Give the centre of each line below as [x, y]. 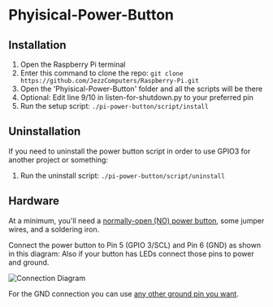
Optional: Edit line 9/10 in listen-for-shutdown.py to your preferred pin [136, 97]
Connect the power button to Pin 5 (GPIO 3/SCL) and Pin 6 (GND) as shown [135, 244]
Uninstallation [45, 132]
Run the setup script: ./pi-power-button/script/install [114, 106]
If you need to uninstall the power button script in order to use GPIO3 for [130, 151]
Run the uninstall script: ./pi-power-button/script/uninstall [122, 175]
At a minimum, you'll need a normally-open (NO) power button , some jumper [136, 220]
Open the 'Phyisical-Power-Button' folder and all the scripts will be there [141, 89]
